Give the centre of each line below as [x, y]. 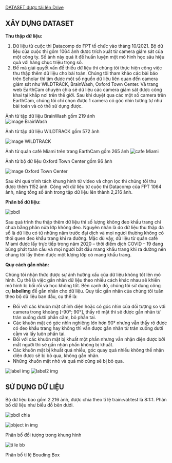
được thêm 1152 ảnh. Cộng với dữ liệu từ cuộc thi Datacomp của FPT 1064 [83, 187]
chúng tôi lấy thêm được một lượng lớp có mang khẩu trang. [69, 254]
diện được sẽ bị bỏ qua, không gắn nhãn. [56, 355]
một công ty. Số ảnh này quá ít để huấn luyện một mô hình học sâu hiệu [89, 57]
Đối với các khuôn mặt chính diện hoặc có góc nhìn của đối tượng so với [89, 306]
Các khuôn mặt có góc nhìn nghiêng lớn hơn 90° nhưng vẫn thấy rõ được [90, 323]
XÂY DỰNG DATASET [40, 23]
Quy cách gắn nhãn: [27, 265]
